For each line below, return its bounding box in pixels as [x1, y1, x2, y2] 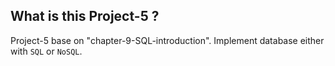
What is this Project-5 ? [10, 8, 160, 25]
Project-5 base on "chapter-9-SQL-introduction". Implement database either [10, 34, 325, 46]
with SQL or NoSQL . [10, 45, 83, 57]
